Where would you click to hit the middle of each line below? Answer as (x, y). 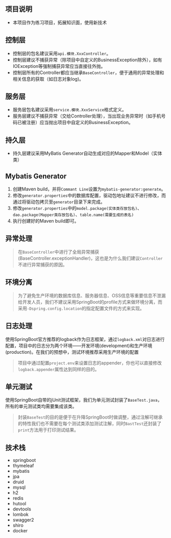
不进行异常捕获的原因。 (42, 264)
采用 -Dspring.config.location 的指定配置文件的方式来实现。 (81, 308)
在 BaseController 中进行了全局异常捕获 (58, 252)
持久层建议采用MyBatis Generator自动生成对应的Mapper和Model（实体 (87, 153)
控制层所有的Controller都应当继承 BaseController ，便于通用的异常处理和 (88, 72)
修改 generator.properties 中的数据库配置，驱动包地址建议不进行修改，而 (89, 195)
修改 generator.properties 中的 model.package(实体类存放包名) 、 (77, 208)
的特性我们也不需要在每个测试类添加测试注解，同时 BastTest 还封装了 (90, 424)
